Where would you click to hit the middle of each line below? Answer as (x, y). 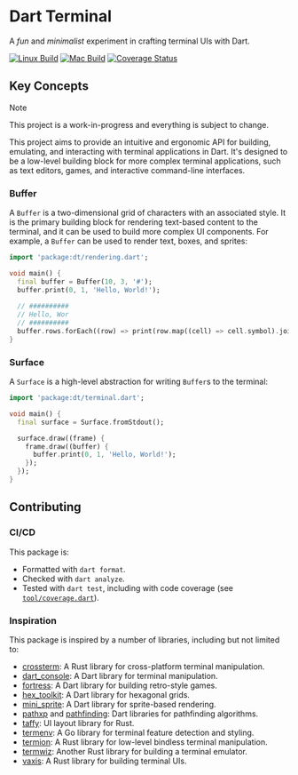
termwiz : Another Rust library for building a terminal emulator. (135, 751)
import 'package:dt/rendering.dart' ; (79, 258)
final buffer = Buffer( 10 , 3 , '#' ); (85, 282)
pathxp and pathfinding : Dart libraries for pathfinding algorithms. (140, 714)
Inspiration (33, 620)
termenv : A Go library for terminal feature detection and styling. (138, 732)
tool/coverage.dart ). (60, 597)
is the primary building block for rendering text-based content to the (134, 222)
